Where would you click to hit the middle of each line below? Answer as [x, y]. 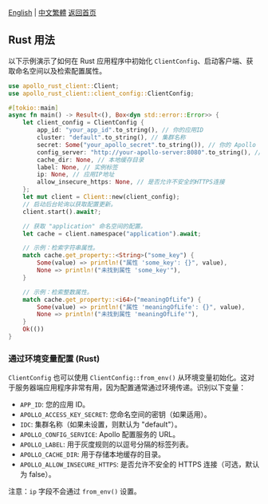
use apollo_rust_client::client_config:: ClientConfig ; [101, 93]
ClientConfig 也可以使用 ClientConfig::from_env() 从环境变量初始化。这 [128, 378]
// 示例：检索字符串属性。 [61, 248]
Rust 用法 [32, 40]
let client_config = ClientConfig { [84, 123]
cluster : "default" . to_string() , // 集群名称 [111, 138]
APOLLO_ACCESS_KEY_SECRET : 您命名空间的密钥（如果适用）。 [115, 415]
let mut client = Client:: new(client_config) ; [101, 197]
